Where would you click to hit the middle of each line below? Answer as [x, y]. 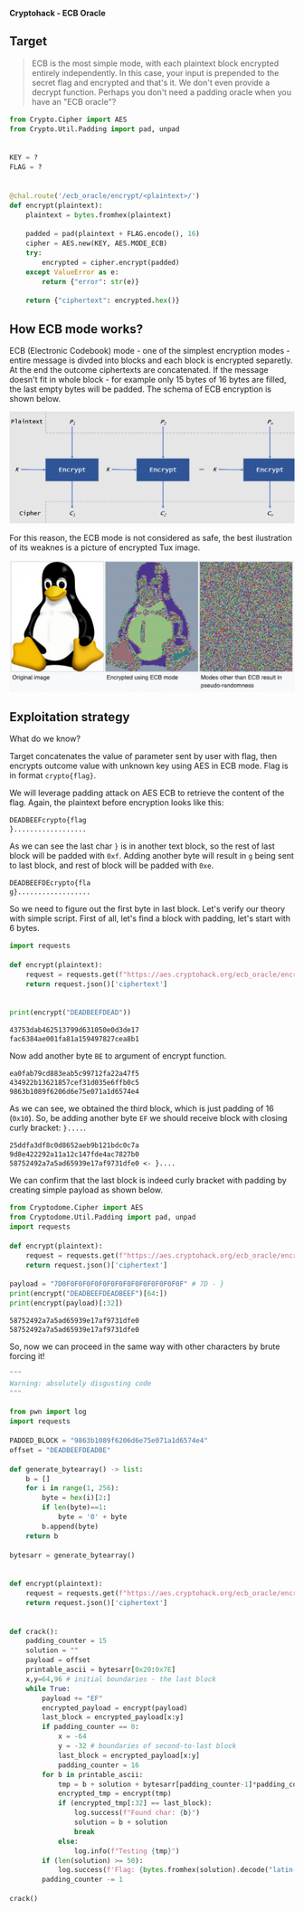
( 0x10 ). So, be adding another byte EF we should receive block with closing [148, 1118]
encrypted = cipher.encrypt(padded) [111, 262]
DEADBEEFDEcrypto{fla [50, 883]
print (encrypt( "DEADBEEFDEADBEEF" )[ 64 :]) [89, 1294]
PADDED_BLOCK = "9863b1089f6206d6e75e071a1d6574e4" [109, 1441]
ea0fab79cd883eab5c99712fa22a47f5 [75, 1074]
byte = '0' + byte [92, 1517]
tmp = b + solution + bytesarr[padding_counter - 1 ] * [157, 1784]
